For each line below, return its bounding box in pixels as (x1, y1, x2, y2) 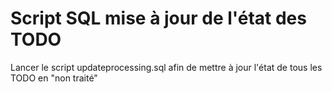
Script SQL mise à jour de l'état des (10, 7, 307, 30)
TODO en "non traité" (10, 72, 98, 84)
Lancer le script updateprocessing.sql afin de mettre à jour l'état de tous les (10, 61, 323, 73)
